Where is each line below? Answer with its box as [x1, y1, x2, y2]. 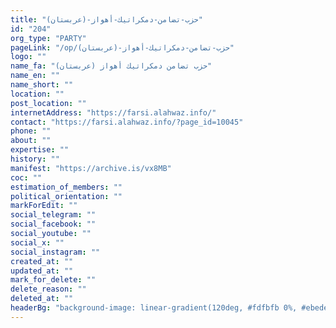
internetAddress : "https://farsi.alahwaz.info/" [10, 107, 217, 118]
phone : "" [10, 126, 52, 136]
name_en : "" [10, 71, 60, 81]
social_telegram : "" [10, 210, 97, 220]
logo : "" [10, 52, 47, 62]
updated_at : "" [10, 266, 74, 276]
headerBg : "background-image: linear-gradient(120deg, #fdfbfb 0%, [10, 303, 298, 313]
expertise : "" [10, 145, 70, 155]
